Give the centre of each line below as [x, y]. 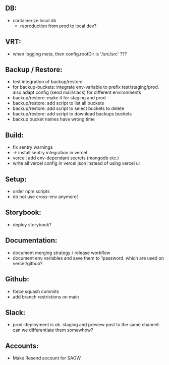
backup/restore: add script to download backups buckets [72, 114]
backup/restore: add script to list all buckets [58, 103]
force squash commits [36, 291]
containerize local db [34, 20]
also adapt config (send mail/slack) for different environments [77, 92]
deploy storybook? [32, 224]
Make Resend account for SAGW [47, 358]
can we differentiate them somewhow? [53, 330]
